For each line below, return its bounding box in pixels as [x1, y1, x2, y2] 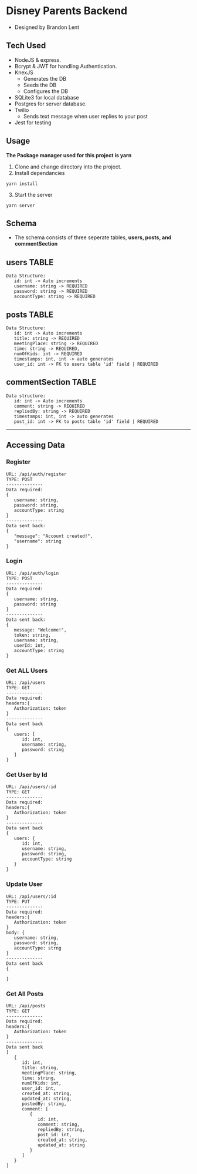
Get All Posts [6, 990, 44, 998]
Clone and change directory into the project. [14, 163, 122, 170]
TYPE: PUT [6, 898, 30, 905]
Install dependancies [14, 169, 65, 176]
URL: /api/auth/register [6, 471, 67, 477]
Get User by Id [6, 770, 47, 779]
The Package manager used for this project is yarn [6, 151, 132, 158]
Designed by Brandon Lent [14, 24, 80, 31]
